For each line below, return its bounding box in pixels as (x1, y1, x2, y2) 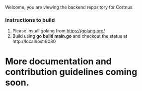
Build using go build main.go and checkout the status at (12, 33, 128, 39)
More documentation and (5, 56, 112, 67)
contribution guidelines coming (5, 67, 138, 78)
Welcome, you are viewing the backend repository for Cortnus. (5, 4, 134, 10)
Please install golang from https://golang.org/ (12, 28, 105, 34)
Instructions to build (5, 16, 55, 23)
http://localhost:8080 (12, 38, 56, 44)
